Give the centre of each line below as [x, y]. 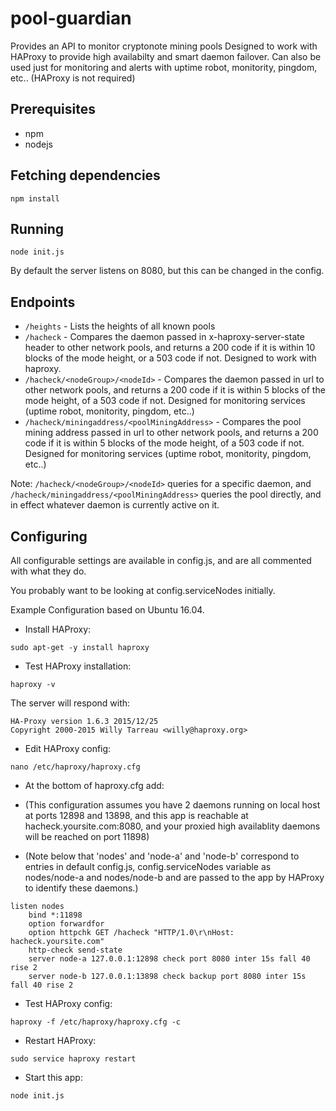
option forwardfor [66, 924]
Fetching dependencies [85, 175]
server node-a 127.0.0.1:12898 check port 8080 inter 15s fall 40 [169, 959]
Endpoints [43, 302]
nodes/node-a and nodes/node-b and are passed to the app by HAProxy [174, 877]
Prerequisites [53, 109]
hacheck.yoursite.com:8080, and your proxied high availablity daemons [172, 826]
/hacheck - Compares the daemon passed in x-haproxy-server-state [164, 337]
